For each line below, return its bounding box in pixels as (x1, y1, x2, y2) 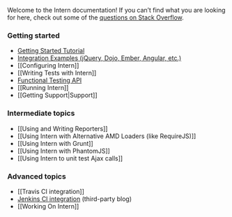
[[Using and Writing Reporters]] (17, 124, 108, 133)
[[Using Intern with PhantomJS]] (17, 147, 110, 155)
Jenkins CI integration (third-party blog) (17, 195, 132, 203)
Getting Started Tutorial (17, 47, 85, 55)
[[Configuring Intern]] (17, 61, 79, 70)
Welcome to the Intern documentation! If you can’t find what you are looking (7, 6, 226, 14)
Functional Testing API (17, 76, 82, 84)
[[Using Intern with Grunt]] (17, 139, 94, 147)
